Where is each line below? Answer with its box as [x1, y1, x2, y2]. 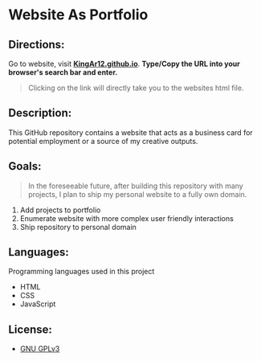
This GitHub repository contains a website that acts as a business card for [8, 127, 253, 137]
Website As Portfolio [8, 6, 149, 24]
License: [8, 322, 52, 336]
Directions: [8, 38, 65, 51]
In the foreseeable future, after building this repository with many [27, 181, 243, 191]
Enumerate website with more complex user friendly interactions [19, 213, 234, 223]
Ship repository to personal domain [19, 222, 137, 232]
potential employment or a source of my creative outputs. [8, 136, 198, 146]
